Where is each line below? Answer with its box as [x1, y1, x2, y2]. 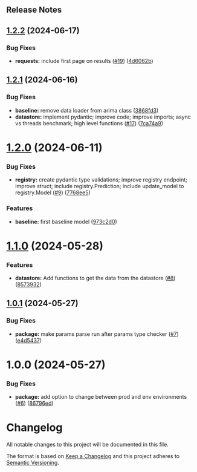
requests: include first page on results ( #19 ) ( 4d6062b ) [15, 57, 153, 65]
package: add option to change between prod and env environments [15, 393, 187, 401]
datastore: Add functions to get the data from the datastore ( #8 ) [15, 275, 176, 282]
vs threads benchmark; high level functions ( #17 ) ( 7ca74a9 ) [15, 119, 163, 126]
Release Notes [6, 5, 62, 15]
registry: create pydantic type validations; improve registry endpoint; [15, 176, 187, 183]
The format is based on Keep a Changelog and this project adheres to [6, 453, 180, 460]
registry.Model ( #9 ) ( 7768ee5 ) [15, 189, 91, 196]
